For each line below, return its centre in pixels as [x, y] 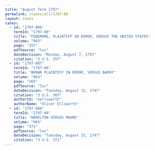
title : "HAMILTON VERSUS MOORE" [46, 117]
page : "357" [26, 45]
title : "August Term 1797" [32, 9]
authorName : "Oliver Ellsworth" [46, 104]
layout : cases [19, 18]
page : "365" [26, 81]
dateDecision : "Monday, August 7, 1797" [55, 54]
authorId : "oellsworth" [38, 100]
